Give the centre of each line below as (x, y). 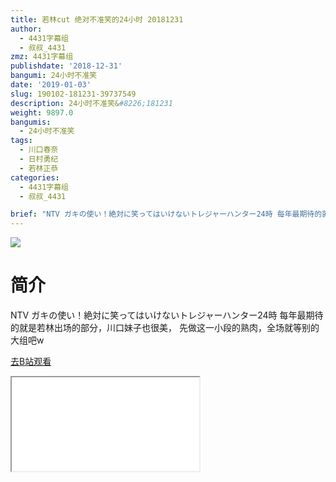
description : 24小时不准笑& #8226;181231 (91, 103)
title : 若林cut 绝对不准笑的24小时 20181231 (97, 19)
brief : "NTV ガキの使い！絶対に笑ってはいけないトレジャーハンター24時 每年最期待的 (166, 214)
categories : (35, 177)
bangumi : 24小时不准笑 (54, 76)
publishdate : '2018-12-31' (66, 66)
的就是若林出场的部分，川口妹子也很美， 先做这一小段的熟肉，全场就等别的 (165, 328)
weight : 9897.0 (42, 112)
